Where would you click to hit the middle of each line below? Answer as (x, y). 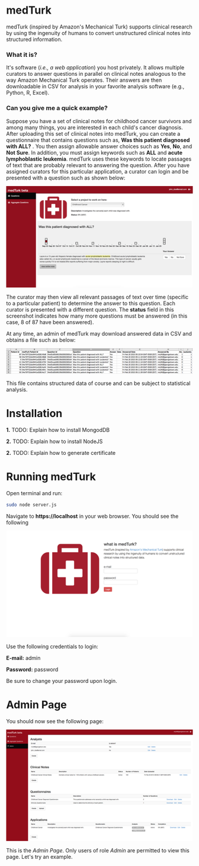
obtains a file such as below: (41, 340)
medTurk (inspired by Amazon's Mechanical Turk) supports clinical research (99, 27)
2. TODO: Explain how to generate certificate (61, 453)
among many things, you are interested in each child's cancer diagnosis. (94, 127)
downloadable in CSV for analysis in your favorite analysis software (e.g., (95, 86)
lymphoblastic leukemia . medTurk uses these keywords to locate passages (99, 159)
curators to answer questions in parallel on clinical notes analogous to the (96, 74)
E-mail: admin (23, 658)
